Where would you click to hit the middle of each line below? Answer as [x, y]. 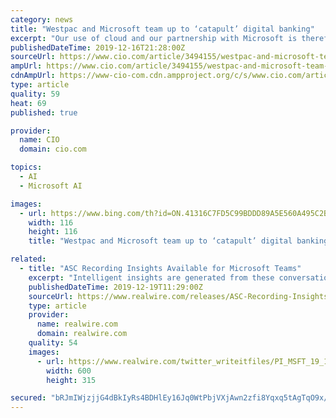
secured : [28, 398]
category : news [42, 19]
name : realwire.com [77, 324]
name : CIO [39, 140]
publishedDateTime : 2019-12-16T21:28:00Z [98, 47]
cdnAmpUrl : [33, 76]
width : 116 [51, 222]
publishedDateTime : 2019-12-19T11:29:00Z [115, 287]
